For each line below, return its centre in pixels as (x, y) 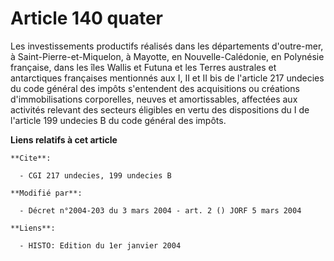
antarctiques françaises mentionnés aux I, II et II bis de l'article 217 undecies (167, 78)
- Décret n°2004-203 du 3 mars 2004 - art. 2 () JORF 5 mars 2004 (160, 210)
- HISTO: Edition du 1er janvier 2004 (100, 245)
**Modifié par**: (46, 193)
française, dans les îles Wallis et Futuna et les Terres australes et (143, 67)
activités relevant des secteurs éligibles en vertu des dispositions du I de (160, 109)
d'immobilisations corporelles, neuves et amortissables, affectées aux (154, 99)
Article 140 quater (86, 18)
